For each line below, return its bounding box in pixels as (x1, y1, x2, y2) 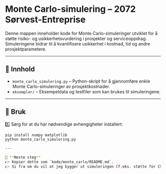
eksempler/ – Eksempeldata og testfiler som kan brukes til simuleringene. (12, 88, 161, 94)
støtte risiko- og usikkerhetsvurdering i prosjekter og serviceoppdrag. (5, 36, 147, 42)
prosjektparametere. (5, 46, 47, 52)
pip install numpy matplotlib (5, 132, 68, 137)
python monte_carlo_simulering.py (5, 137, 77, 142)
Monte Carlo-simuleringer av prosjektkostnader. (12, 83, 110, 89)
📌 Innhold (5, 65, 35, 74)
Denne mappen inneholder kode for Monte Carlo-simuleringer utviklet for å (5, 30, 158, 36)
